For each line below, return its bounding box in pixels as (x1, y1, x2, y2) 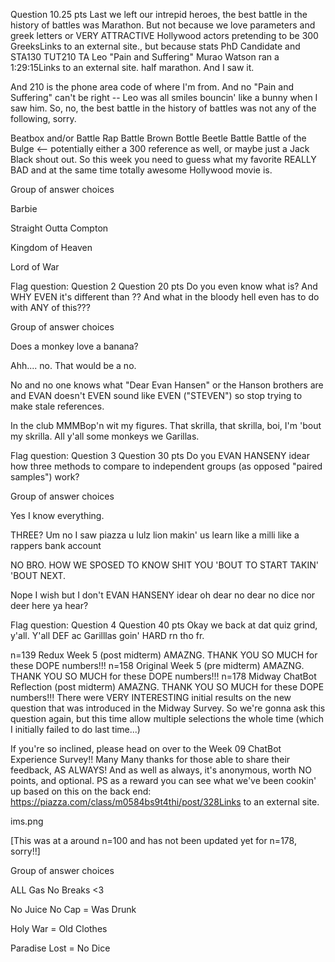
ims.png (10, 815, 44, 827)
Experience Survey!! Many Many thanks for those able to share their (10, 754, 291, 765)
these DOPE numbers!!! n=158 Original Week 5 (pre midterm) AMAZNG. (10, 660, 305, 671)
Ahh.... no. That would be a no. (10, 360, 137, 371)
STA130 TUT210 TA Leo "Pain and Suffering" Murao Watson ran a (10, 51, 280, 63)
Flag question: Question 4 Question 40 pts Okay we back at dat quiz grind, (10, 619, 318, 631)
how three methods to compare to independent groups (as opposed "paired (10, 460, 323, 472)
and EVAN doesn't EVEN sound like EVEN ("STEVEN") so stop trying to (10, 390, 303, 401)
